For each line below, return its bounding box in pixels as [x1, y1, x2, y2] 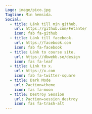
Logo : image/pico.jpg [5, 7, 51, 13]
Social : [5, 17, 22, 22]
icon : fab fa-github [14, 31, 58, 36]
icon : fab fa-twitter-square [14, 73, 76, 78]
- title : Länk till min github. [10, 21, 78, 27]
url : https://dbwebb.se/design [14, 54, 80, 60]
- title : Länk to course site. [10, 49, 76, 54]
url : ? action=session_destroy [14, 96, 78, 101]
